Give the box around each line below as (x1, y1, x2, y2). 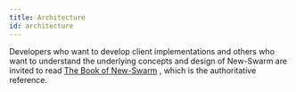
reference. (9, 74, 47, 85)
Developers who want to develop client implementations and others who (9, 46, 275, 56)
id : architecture (9, 21, 74, 30)
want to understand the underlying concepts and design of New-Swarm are (9, 55, 288, 66)
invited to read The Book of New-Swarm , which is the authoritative (9, 64, 257, 76)
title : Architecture (9, 13, 86, 22)
